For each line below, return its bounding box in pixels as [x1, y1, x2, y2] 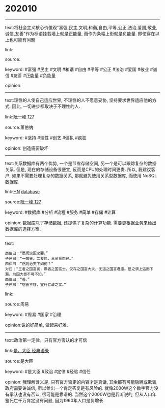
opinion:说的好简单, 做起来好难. [5, 322, 68, 328]
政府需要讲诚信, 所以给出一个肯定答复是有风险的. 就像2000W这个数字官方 [5, 385, 154, 391]
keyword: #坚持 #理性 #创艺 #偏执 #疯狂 [5, 135, 87, 140]
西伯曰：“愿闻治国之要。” [5, 251, 48, 256]
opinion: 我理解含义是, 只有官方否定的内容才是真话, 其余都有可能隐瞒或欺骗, [5, 379, 158, 385]
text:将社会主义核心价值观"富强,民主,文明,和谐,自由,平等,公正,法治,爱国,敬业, [5, 24, 158, 30]
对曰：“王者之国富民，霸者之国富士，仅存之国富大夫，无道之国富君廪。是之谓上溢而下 [5, 267, 154, 272]
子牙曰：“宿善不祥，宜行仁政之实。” [5, 282, 66, 287]
